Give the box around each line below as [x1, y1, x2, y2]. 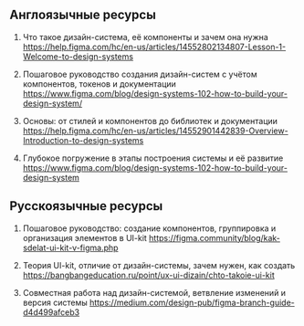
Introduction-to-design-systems [22, 134, 144, 145]
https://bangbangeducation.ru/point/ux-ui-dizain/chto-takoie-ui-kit [22, 269, 276, 280]
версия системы [22, 297, 89, 308]
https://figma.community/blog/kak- [149, 232, 281, 243]
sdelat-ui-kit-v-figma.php [22, 242, 119, 253]
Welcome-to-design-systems [22, 50, 134, 62]
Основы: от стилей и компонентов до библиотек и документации [22, 115, 278, 126]
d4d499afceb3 [22, 306, 80, 318]
